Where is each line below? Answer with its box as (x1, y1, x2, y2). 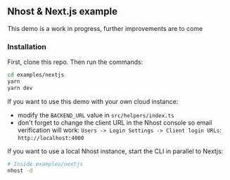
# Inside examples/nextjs (7, 160, 83, 167)
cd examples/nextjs (7, 72, 65, 79)
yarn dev (7, 84, 33, 91)
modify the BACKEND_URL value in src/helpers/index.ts (17, 110, 174, 119)
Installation (7, 41, 47, 51)
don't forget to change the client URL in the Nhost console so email (17, 118, 212, 127)
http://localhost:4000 (17, 134, 84, 141)
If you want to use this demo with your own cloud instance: (7, 97, 179, 105)
